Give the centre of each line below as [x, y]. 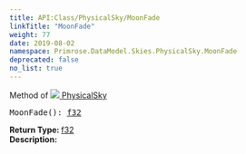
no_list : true [36, 69]
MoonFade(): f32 [45, 112]
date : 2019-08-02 [42, 43]
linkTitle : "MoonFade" [52, 26]
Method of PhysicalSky [58, 95]
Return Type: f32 [42, 130]
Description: [33, 139]
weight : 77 [30, 34]
